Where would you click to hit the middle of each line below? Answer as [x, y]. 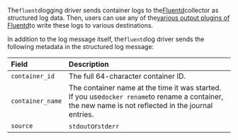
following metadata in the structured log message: [81, 47]
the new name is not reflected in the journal [141, 106]
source [22, 126]
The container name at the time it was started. [145, 88]
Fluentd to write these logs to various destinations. [80, 25]
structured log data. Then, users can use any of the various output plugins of [119, 18]
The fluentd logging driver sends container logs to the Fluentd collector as [113, 10]
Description [89, 64]
